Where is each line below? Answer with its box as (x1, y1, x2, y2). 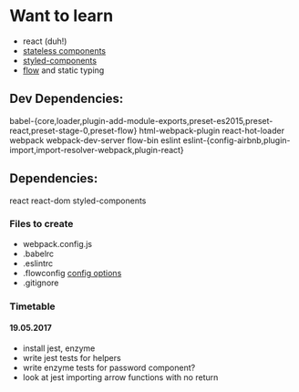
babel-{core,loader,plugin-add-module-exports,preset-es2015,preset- (9, 115, 273, 126)
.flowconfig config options (22, 267, 122, 278)
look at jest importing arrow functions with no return (22, 371, 219, 383)
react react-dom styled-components (9, 195, 147, 206)
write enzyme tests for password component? (22, 362, 196, 373)
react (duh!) (22, 36, 67, 46)
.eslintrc (22, 257, 54, 269)
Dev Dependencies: (9, 91, 124, 107)
